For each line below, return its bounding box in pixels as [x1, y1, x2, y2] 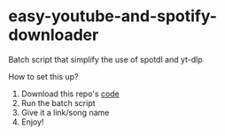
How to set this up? [8, 71, 79, 81]
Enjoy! [20, 117, 44, 127]
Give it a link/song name [20, 107, 110, 117]
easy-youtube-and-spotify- [8, 6, 218, 26]
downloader [8, 25, 99, 45]
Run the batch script [20, 97, 96, 108]
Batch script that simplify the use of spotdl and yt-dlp [8, 54, 203, 64]
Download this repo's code [20, 88, 120, 99]
